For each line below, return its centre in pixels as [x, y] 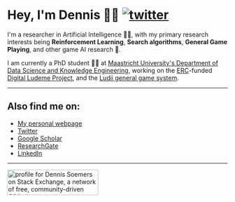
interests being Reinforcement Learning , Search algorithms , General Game [117, 41]
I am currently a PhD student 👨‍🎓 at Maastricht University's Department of [113, 62]
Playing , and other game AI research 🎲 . [64, 49]
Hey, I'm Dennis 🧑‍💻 [63, 15]
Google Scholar [40, 138]
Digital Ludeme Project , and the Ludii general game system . [93, 78]
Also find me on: [44, 106]
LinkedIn [30, 153]
